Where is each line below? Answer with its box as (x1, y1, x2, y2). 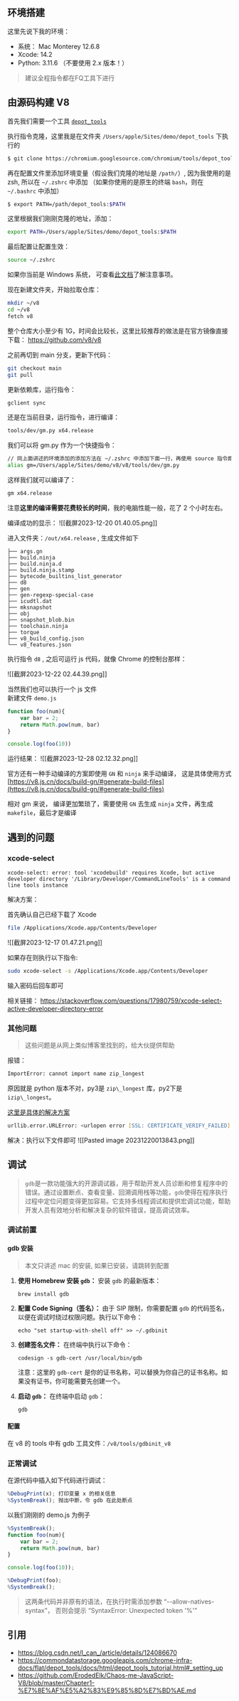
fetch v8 (7, 312, 33, 320)
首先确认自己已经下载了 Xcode (7, 910, 97, 919)
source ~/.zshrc (7, 257, 55, 264)
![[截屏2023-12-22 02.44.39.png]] (7, 669, 107, 678)
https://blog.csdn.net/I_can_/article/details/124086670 (17, 1648, 178, 1657)
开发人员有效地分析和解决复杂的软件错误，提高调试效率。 (24, 1205, 193, 1214)
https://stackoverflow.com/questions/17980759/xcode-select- (40, 996, 223, 1005)
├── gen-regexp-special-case (7, 591, 94, 599)
